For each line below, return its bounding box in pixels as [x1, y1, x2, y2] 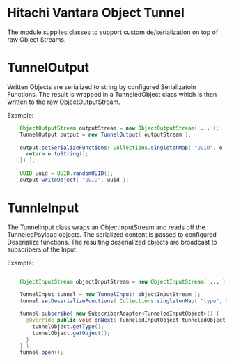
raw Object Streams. [7, 35, 66, 43]
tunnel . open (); [19, 349, 64, 356]
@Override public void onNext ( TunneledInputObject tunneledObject [25, 317, 226, 324]
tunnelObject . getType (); [32, 323, 104, 330]
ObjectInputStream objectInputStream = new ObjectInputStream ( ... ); [19, 278, 229, 285]
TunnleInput [7, 200, 79, 215]
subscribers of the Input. [7, 245, 78, 254]
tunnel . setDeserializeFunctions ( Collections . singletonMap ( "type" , [19, 298, 223, 304]
